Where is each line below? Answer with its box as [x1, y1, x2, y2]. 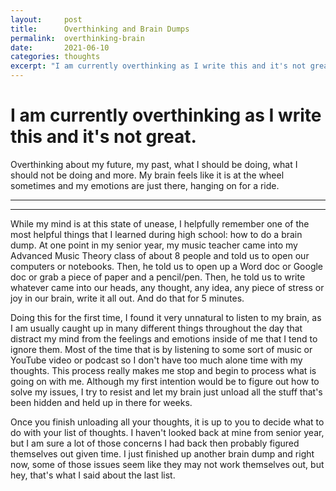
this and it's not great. [10, 126, 197, 148]
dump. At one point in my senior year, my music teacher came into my [10, 239, 298, 251]
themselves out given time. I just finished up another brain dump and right [10, 447, 315, 460]
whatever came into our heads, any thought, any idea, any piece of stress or [10, 281, 325, 293]
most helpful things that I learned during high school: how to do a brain [10, 228, 303, 240]
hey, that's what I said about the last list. [10, 469, 176, 481]
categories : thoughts [10, 52, 101, 62]
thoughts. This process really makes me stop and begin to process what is [10, 364, 317, 376]
